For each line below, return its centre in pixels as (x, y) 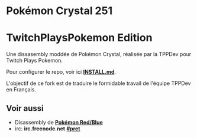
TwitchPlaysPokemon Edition (79, 38)
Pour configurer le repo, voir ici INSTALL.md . (61, 72)
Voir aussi (25, 108)
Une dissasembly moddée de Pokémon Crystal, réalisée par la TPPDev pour (99, 54)
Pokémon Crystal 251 (59, 11)
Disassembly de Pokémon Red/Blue (59, 122)
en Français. (21, 90)
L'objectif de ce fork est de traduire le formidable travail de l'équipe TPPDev (98, 83)
